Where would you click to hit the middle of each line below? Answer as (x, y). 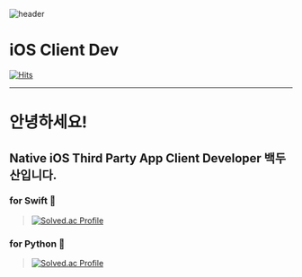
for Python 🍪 (37, 244)
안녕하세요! (49, 122)
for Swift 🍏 (33, 201)
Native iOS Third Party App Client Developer (136, 158)
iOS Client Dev (64, 50)
